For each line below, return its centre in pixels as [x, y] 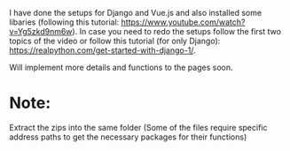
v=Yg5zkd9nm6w [41, 31]
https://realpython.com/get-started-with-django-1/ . [103, 50]
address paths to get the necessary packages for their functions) [128, 137]
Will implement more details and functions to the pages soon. [121, 67]
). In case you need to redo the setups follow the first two [177, 31]
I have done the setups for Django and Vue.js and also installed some [136, 13]
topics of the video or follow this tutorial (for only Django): [115, 41]
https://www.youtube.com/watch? [183, 22]
